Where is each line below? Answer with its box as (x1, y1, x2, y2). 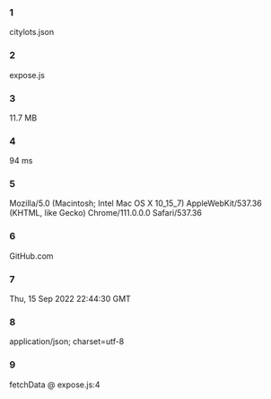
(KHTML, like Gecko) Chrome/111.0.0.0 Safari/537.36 (9, 208, 202, 218)
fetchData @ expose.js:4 (9, 379, 101, 390)
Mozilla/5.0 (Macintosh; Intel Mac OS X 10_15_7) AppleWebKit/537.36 (9, 198, 262, 208)
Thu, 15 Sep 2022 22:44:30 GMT (9, 294, 132, 305)
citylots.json (9, 27, 55, 38)
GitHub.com (9, 250, 54, 262)
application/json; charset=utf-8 (9, 336, 125, 347)
